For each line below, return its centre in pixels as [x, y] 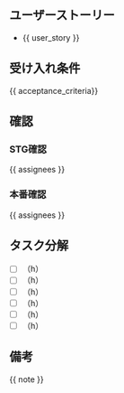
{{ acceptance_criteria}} [54, 90]
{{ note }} [27, 379]
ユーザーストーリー [62, 15]
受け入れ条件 [45, 68]
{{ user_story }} [51, 37]
